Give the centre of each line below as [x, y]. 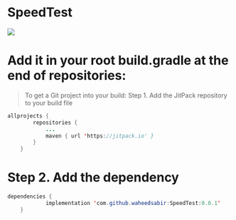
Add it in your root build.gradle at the [118, 61]
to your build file [49, 103]
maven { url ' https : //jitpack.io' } [100, 136]
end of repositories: [67, 76]
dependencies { [30, 197]
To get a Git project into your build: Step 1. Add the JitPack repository [126, 95]
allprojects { [28, 116]
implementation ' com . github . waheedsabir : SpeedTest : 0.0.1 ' [133, 203]
